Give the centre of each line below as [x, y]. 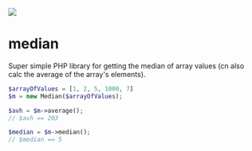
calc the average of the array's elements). [77, 74]
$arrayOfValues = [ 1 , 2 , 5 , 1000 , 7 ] [71, 89]
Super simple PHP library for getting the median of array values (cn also [126, 66]
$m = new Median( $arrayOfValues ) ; [66, 96]
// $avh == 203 [33, 118]
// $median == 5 [35, 140]
